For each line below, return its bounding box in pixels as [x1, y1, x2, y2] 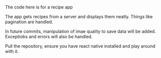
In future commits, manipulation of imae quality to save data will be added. [5, 29, 156, 34]
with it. [5, 49, 19, 54]
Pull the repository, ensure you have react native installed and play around [5, 43, 156, 49]
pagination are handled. [5, 19, 53, 25]
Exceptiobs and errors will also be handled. [5, 34, 93, 39]
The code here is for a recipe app [5, 4, 73, 10]
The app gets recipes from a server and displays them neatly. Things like [5, 14, 153, 19]
